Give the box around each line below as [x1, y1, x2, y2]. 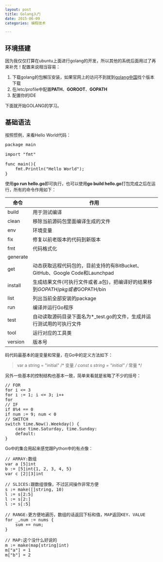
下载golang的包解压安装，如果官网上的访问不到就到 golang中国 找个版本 [12, 74, 154, 80]
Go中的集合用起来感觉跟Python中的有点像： [5, 445, 93, 451]
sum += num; [15, 522, 44, 527]
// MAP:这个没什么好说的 [5, 537, 57, 543]
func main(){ [5, 161, 36, 166]
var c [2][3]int [5, 471, 44, 476]
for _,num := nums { [5, 517, 54, 522]
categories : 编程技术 [5, 20, 46, 26]
